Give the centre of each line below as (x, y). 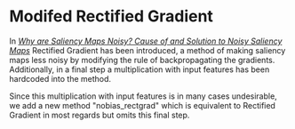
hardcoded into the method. (60, 78)
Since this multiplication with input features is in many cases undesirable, (143, 96)
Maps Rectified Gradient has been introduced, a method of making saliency (147, 50)
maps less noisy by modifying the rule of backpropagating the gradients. (142, 60)
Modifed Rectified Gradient (111, 16)
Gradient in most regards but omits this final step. (100, 115)
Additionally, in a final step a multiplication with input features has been (140, 69)
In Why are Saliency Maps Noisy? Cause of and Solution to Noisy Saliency (146, 41)
